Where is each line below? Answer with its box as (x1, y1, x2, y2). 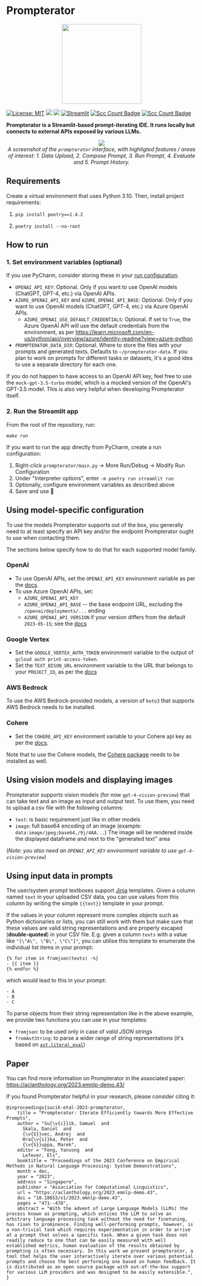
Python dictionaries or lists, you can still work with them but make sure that (6, 918, 194, 925)
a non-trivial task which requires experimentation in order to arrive (6, 1227, 191, 1233)
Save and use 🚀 (15, 487, 54, 495)
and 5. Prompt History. (73, 158, 130, 166)
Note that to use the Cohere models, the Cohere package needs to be (6, 750, 180, 758)
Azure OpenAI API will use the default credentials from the (24, 322, 169, 330)
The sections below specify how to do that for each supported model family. (6, 546, 197, 553)
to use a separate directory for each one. (15, 361, 117, 368)
